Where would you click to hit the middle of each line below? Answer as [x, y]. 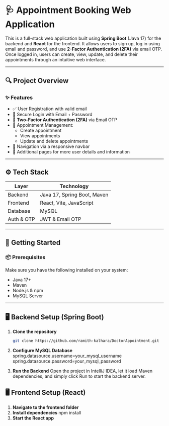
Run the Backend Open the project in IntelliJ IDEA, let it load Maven [82, 371]
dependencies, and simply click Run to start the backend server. [79, 376]
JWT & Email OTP [61, 219]
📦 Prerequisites [25, 257]
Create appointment [41, 130]
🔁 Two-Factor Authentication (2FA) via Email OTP [65, 120]
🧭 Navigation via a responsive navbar [51, 146]
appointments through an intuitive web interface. [56, 59]
